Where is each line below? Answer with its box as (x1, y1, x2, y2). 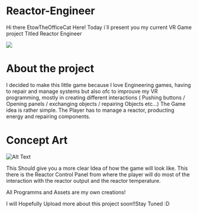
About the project (6, 62, 95, 75)
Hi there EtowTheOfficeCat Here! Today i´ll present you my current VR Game (6, 24, 192, 31)
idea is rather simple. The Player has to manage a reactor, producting (6, 106, 174, 114)
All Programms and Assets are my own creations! (6, 188, 126, 196)
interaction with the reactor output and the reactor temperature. (6, 177, 161, 184)
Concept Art (6, 134, 68, 147)
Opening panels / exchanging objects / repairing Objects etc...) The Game (6, 100, 186, 107)
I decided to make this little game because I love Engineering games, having (6, 81, 191, 88)
